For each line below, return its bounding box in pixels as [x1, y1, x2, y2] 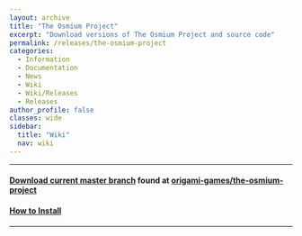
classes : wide [9, 113, 63, 123]
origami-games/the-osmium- [171, 175, 284, 186]
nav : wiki [17, 139, 54, 148]
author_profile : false [9, 105, 94, 114]
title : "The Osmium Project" [9, 22, 119, 31]
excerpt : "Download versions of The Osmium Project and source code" [9, 30, 276, 39]
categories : [9, 47, 54, 56]
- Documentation [17, 64, 78, 73]
